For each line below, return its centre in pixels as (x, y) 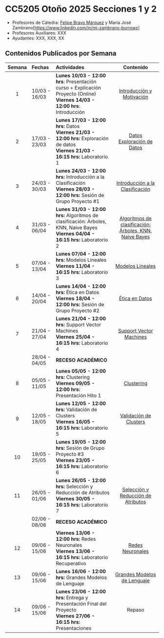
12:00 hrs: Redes (76, 539)
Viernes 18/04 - (75, 298)
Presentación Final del (81, 603)
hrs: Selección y (74, 486)
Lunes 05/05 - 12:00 (81, 371)
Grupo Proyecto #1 (78, 201)
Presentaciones (74, 628)
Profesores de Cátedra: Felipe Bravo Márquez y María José (72, 22)
